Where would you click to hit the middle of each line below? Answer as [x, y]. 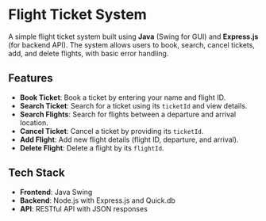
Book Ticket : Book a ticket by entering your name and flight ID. [123, 97]
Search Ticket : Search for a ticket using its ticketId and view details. [133, 105]
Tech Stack [37, 173]
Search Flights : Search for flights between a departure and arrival [128, 114]
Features [31, 78]
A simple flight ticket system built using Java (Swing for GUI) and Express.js [133, 36]
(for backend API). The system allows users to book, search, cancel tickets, [132, 44]
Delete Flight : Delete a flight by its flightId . [92, 147]
